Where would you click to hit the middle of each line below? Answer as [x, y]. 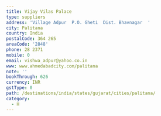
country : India [25, 33]
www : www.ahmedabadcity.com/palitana [52, 66]
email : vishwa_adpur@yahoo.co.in [47, 60]
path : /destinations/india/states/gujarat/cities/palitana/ [81, 93]
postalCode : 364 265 [31, 39]
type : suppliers [26, 17]
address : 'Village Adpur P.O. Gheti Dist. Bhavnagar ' [78, 22]
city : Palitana [25, 28]
